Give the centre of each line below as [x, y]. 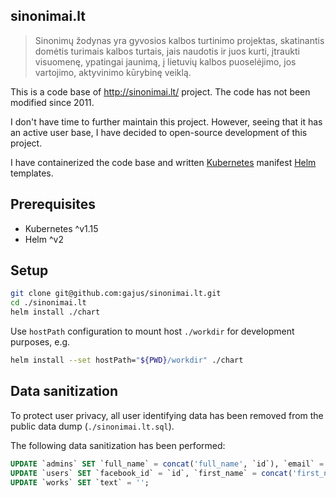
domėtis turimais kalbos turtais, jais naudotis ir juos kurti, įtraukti [167, 51]
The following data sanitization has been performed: [118, 445]
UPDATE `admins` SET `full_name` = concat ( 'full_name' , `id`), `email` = [167, 464]
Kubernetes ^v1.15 [61, 228]
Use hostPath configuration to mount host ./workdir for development [152, 331]
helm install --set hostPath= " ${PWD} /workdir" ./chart [127, 360]
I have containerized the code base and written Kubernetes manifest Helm [163, 162]
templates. [32, 173]
